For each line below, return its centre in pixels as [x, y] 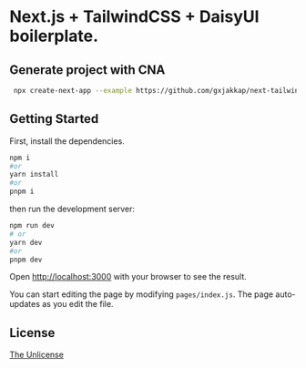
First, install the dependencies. [67, 141]
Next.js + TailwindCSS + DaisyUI [134, 17]
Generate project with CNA [87, 70]
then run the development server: [72, 209]
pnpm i [22, 192]
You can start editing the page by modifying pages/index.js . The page [142, 294]
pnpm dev [26, 260]
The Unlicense [36, 355]
